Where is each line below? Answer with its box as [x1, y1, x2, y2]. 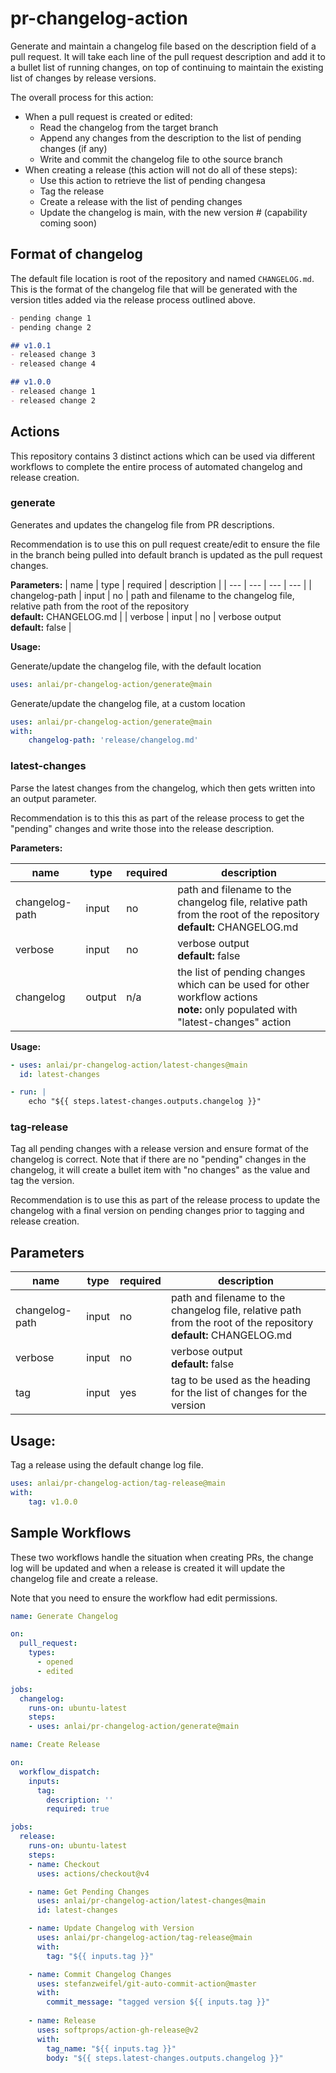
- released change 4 [10, 359, 97, 369]
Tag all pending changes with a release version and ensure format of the [10, 1143, 310, 1155]
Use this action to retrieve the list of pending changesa [39, 174, 266, 186]
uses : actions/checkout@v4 [36, 1868, 150, 1879]
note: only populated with [177, 1002, 298, 1016]
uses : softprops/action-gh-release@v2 [36, 2025, 199, 2035]
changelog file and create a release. [10, 1572, 159, 1584]
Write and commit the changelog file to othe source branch [39, 153, 283, 165]
